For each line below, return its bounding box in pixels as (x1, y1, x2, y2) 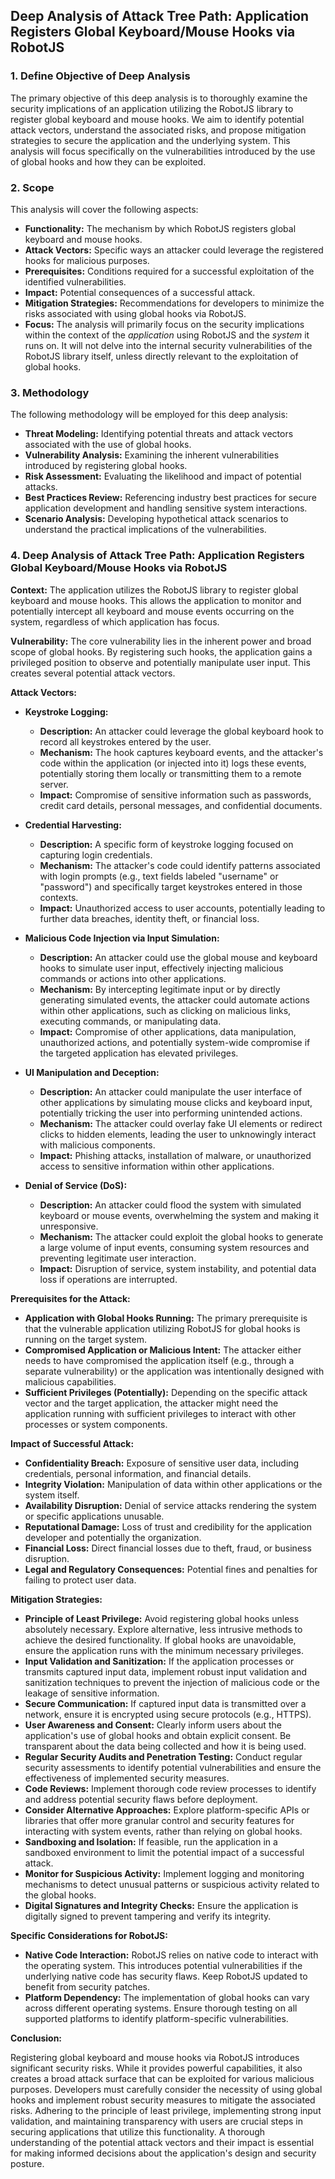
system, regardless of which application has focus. (10, 615, 220, 628)
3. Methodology (10, 385, 90, 399)
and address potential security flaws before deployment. (24, 1793, 258, 1805)
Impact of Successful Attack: (10, 1437, 135, 1449)
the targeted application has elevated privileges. (39, 1047, 239, 1059)
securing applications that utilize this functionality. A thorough (10, 2125, 266, 2138)
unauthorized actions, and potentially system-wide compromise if (39, 1036, 311, 1048)
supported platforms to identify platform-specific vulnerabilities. (24, 2012, 289, 2024)
